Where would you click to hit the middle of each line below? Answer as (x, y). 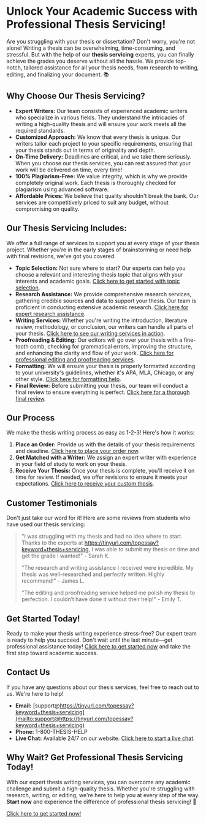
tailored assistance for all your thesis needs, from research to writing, (111, 67)
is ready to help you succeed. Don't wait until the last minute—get (90, 640)
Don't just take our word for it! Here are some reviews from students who (99, 518)
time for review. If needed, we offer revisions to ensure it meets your (101, 477)
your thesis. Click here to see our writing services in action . (90, 333)
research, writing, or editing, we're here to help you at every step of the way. (103, 795)
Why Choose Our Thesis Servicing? (76, 96)
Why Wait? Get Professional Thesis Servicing (95, 758)
